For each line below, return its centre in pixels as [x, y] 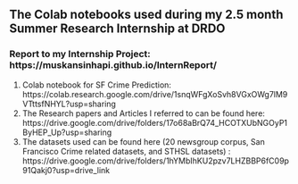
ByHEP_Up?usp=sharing [67, 132]
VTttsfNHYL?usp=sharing [69, 104]
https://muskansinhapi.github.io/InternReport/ [113, 65]
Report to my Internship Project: [80, 54]
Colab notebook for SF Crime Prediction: [97, 85]
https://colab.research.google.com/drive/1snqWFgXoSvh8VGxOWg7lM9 [155, 94]
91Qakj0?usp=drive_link [66, 170]
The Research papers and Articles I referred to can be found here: [144, 113]
